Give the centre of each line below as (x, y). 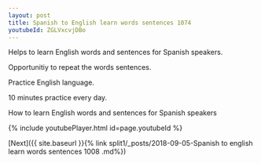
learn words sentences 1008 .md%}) (67, 152)
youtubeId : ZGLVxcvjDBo (47, 30)
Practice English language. (51, 82)
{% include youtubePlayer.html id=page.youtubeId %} (96, 128)
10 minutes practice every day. (58, 98)
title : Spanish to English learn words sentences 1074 (100, 23)
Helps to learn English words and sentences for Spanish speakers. (116, 53)
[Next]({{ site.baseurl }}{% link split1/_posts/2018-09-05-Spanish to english (130, 143)
